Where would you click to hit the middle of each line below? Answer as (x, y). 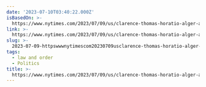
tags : (13, 52)
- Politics (26, 63)
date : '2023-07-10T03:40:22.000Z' (51, 12)
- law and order (32, 58)
